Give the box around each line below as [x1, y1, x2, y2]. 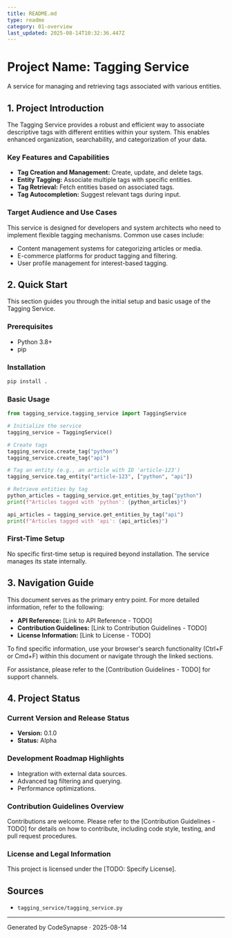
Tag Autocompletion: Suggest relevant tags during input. [17, 190, 181, 199]
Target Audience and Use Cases [7, 208, 117, 217]
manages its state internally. [7, 557, 87, 565]
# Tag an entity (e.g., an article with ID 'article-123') [7, 467, 181, 474]
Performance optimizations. [17, 784, 97, 793]
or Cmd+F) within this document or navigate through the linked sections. [7, 651, 214, 660]
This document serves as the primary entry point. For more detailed [7, 595, 200, 604]
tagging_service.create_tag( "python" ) [7, 448, 119, 455]
